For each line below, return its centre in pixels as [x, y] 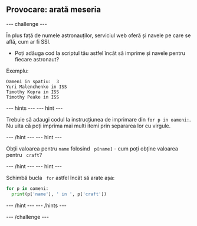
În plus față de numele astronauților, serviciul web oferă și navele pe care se [98, 35]
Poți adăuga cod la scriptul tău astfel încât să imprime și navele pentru [100, 53]
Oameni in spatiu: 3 [33, 81]
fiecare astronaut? [37, 59]
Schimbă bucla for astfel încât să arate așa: [60, 178]
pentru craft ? [24, 155]
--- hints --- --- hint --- [35, 108]
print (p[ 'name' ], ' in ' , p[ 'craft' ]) [59, 194]
